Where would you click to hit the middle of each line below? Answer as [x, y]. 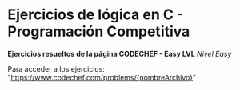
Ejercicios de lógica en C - [96, 15]
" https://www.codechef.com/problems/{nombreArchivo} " [102, 77]
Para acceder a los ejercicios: [56, 68]
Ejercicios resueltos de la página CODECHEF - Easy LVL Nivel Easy [120, 53]
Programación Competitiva [99, 31]
